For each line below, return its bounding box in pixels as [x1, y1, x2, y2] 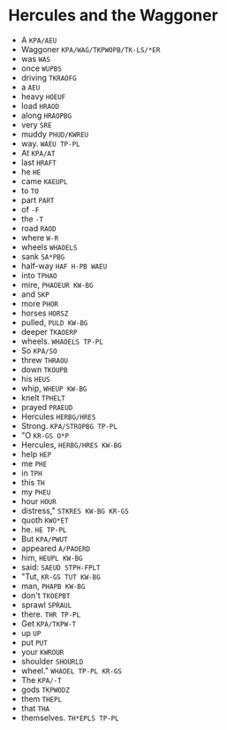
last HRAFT [20, 157, 57, 167]
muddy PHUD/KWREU [20, 128, 89, 139]
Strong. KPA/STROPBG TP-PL [20, 420, 118, 431]
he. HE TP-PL [20, 524, 67, 534]
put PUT [20, 637, 48, 648]
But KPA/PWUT [20, 533, 68, 544]
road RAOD [20, 222, 57, 233]
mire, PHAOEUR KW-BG [20, 279, 94, 290]
